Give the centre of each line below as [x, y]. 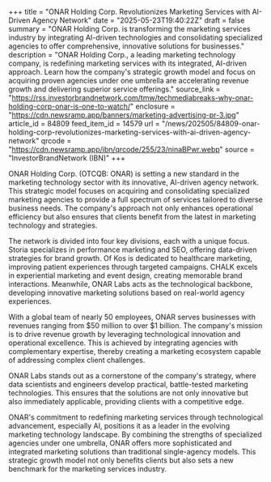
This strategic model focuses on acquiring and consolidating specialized [129, 191]
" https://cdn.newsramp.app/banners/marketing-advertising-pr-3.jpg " [124, 115]
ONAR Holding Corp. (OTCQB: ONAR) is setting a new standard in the [124, 174]
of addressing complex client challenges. [77, 360]
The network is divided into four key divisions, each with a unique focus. [129, 241]
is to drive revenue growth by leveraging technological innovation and [125, 334]
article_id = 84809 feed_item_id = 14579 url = [84, 124]
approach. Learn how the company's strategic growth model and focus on [132, 72]
